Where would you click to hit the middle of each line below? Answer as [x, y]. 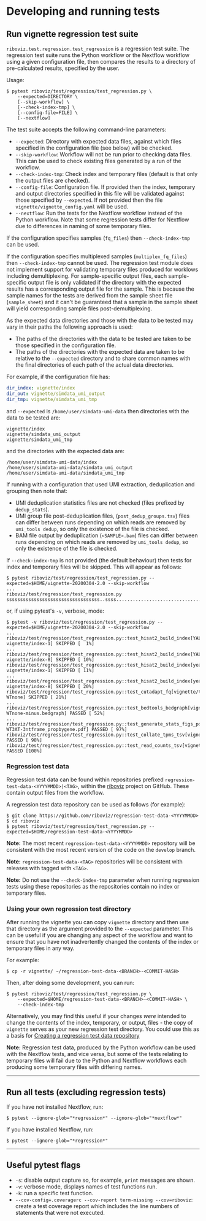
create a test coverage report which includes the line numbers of [97, 1206]
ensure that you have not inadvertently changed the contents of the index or [103, 942]
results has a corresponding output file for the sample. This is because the [100, 289]
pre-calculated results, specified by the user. [63, 68]
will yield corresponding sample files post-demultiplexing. [79, 308]
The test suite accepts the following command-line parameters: [86, 129]
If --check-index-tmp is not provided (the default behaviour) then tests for [99, 560]
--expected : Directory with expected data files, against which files [98, 141]
